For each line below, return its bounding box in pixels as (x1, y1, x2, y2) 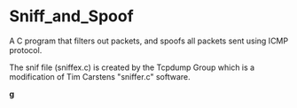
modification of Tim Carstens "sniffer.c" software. (9, 71, 191, 81)
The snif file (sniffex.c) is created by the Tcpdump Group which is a (9, 62, 255, 73)
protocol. (9, 44, 43, 55)
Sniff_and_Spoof (9, 6, 135, 27)
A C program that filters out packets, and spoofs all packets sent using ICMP (9, 35, 289, 46)
